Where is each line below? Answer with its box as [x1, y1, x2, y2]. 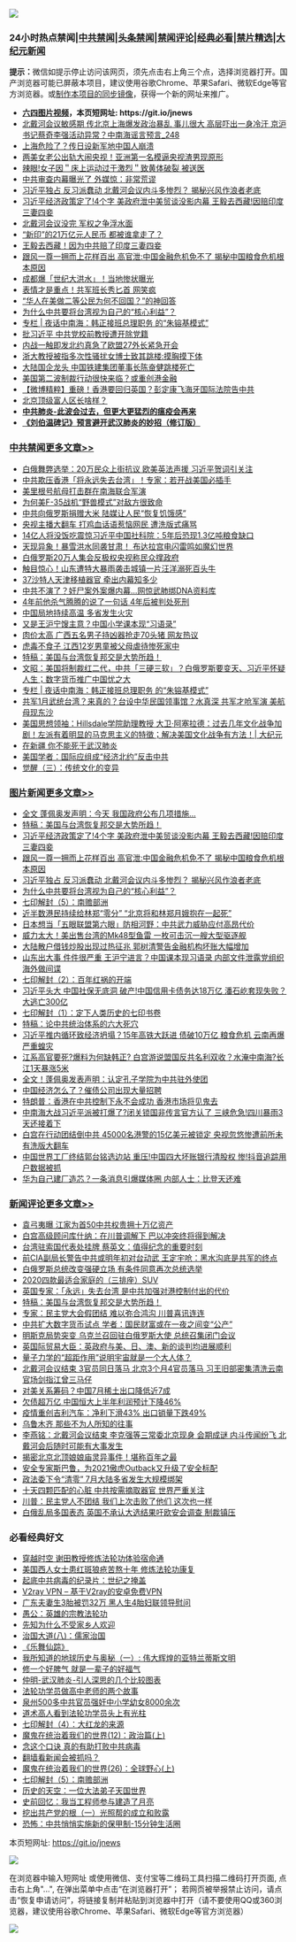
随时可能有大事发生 [52, 1441, 124, 1452]
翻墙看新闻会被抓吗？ [21, 1753, 100, 1763]
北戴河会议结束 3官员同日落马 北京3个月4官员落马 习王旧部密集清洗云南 [21, 1363, 284, 1374]
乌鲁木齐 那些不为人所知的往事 [21, 1419, 133, 1430]
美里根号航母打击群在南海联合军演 [21, 485, 147, 496]
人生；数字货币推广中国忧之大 [21, 674, 131, 684]
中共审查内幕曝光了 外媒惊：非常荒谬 [21, 173, 156, 185]
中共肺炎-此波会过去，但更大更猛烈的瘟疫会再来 [21, 406, 197, 417]
